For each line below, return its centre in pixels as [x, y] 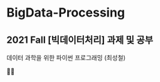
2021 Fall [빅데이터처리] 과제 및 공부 [80, 40]
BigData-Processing [66, 13]
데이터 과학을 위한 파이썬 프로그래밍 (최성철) [66, 58]
